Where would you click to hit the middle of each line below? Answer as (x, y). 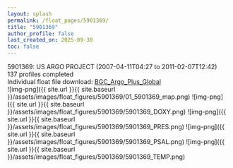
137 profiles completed (41, 74)
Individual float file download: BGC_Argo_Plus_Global (84, 82)
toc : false (23, 47)
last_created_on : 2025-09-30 (50, 40)
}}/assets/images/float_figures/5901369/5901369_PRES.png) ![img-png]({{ (116, 127)
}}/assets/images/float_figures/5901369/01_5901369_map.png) (99, 97)
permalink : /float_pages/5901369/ (58, 20)
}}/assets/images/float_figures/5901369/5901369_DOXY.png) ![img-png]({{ (117, 112)
